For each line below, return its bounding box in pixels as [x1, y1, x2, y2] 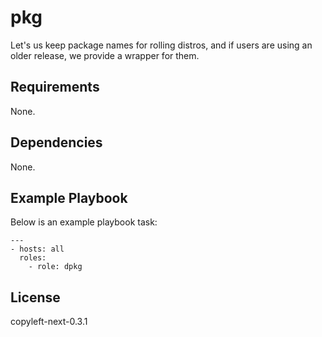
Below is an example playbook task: [10, 216, 158, 228]
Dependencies [10, 134, 103, 151]
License [10, 289, 61, 306]
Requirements [10, 79, 100, 96]
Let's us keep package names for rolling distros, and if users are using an [10, 39, 313, 51]
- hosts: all [10, 244, 65, 255]
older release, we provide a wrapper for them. [10, 49, 200, 61]
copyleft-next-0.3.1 [10, 316, 88, 328]
